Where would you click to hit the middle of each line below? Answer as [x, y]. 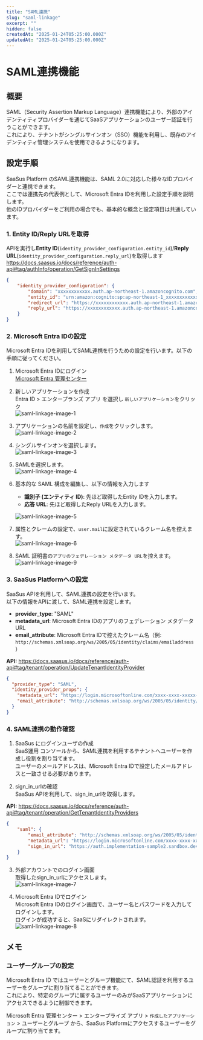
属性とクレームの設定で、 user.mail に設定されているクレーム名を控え [101, 529]
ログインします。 [36, 912]
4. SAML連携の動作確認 [41, 729]
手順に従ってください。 [35, 358]
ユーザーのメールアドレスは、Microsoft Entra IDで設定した [88, 766]
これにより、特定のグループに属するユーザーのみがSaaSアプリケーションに [100, 995]
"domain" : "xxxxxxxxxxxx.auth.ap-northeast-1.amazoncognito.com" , [113, 292]
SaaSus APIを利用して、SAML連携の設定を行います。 [72, 594]
